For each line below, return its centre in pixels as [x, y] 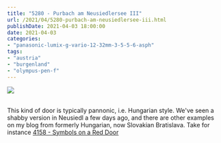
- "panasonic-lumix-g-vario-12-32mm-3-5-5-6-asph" [81, 45]
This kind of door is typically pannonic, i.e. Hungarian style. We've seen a [110, 110]
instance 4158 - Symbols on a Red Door [63, 132]
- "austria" [24, 58]
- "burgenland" [29, 64]
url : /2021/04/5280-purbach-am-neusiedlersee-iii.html [87, 20]
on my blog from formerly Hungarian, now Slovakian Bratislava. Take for [108, 125]
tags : [15, 52]
